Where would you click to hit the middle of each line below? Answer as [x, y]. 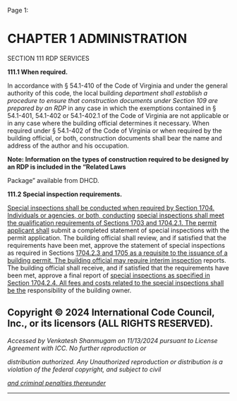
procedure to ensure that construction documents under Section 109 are [113, 100]
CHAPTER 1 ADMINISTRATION [97, 39]
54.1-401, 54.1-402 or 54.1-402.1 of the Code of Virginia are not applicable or [118, 115]
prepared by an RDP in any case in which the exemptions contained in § [112, 108]
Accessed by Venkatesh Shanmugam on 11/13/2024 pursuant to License [113, 340]
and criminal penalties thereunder [57, 383]
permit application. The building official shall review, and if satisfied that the [117, 238]
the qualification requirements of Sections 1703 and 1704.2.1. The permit [112, 222]
